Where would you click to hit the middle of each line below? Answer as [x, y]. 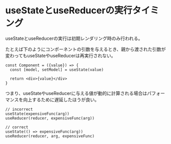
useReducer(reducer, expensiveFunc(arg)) [50, 118]
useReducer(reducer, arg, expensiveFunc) [50, 136]
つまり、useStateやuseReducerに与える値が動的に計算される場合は [76, 93]
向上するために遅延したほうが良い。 [61, 100]
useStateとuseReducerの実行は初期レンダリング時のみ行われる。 [74, 38]
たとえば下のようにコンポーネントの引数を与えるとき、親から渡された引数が [86, 49]
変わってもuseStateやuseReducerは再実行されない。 [60, 55]
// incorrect [19, 109]
